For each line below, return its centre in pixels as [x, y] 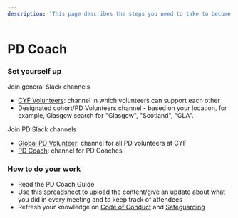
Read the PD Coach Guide [56, 185]
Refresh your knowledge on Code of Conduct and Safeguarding [111, 207]
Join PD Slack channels [42, 129]
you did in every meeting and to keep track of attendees [100, 200]
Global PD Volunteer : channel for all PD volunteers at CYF [102, 143]
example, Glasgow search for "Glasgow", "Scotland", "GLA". [105, 116]
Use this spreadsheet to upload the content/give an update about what [121, 192]
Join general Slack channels [49, 87]
